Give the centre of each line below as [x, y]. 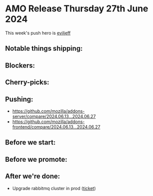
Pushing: [19, 99]
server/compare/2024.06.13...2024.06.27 [54, 116]
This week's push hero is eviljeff [38, 33]
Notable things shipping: [44, 48]
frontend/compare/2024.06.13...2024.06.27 [56, 127]
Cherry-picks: [27, 82]
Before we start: [30, 143]
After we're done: [33, 176]
